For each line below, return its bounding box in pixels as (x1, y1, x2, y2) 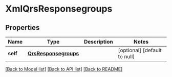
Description (83, 38, 114, 45)
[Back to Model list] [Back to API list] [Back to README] (5, 66, 123, 72)
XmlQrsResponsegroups (5, 3, 113, 15)
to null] (118, 53, 135, 60)
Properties (5, 23, 40, 32)
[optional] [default (118, 47, 162, 54)
